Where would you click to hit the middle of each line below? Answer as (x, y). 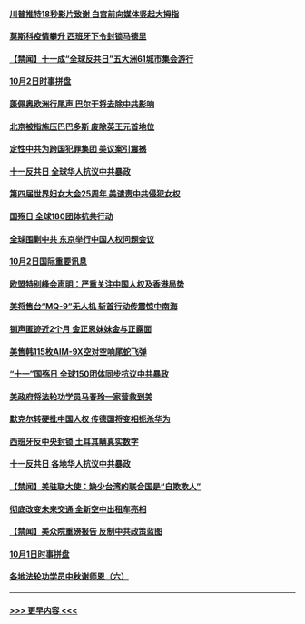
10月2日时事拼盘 (40, 81)
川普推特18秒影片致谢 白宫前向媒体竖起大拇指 (94, 14)
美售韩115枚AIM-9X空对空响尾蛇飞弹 (78, 351)
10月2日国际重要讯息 (49, 262)
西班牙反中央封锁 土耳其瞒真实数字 (74, 441)
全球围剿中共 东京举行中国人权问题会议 (82, 239)
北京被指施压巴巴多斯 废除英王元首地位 (82, 126)
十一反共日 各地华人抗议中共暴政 (70, 464)
